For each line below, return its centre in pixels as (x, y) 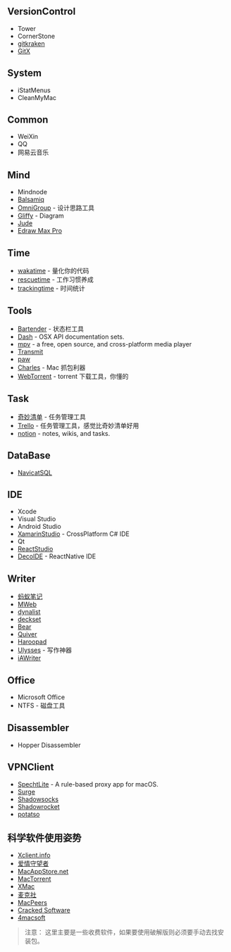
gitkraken (31, 43)
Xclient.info (34, 856)
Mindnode (32, 192)
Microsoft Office (41, 697)
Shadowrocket (38, 806)
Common (28, 120)
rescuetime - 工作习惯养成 (55, 280)
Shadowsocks (38, 799)
